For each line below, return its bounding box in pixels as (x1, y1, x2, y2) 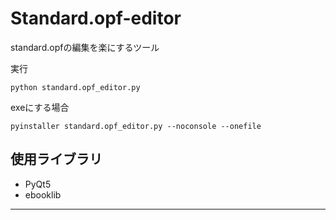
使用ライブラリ (10, 151, 103, 168)
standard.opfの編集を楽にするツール (10, 41, 160, 53)
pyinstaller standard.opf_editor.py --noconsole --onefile (10, 121, 262, 131)
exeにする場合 (10, 101, 70, 113)
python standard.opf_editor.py (10, 82, 141, 92)
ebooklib (24, 188, 62, 201)
